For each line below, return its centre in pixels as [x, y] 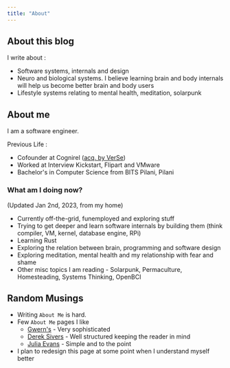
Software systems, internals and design [73, 71]
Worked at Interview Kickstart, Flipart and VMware [88, 165]
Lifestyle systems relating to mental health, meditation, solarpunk [109, 93]
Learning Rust [37, 240]
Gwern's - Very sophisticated [69, 330]
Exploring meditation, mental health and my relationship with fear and [115, 255]
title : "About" [29, 13]
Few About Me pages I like [53, 322]
